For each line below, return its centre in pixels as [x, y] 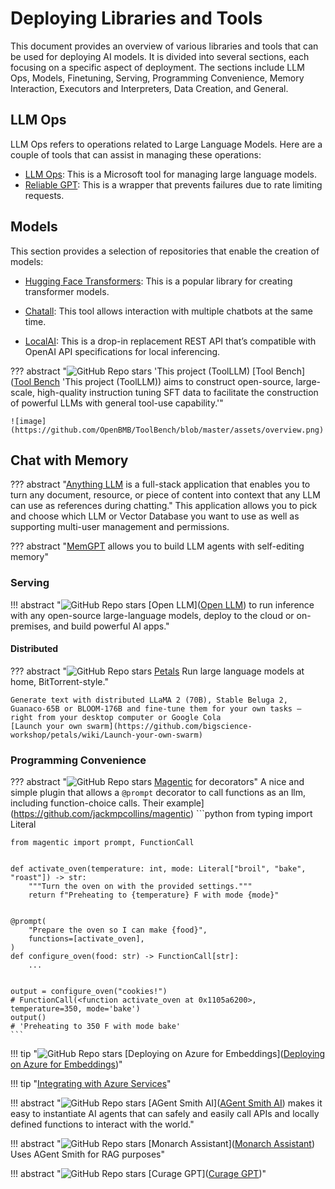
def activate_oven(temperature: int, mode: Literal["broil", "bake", [158, 869]
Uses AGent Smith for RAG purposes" [88, 1154]
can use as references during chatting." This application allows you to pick [164, 506]
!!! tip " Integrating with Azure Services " [91, 1084]
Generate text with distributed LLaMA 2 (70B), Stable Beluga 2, [149, 700]
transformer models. [67, 291]
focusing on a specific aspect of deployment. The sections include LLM [157, 67]
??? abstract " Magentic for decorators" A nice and [157, 782]
